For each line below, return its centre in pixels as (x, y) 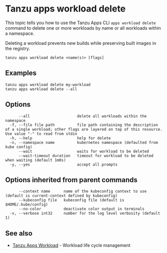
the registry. (18, 48)
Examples (21, 73)
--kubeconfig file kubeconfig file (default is (71, 200)
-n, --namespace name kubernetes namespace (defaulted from (84, 142)
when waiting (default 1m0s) (36, 160)
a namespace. (20, 33)
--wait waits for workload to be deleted (84, 151)
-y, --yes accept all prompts (64, 164)
